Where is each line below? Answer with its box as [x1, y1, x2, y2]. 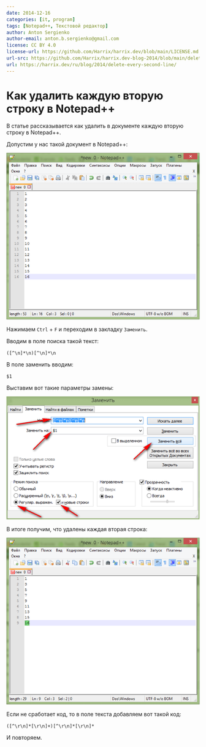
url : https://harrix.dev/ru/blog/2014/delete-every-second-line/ [6, 61, 177, 67]
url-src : [6, 55, 29, 61]
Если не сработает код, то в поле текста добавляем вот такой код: [6, 711, 181, 718]
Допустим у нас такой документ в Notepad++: [6, 140, 128, 148]
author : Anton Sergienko [6, 29, 70, 36]
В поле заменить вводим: [6, 361, 74, 368]
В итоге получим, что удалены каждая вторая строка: [6, 525, 148, 533]
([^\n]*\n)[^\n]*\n [6, 350, 56, 357]
